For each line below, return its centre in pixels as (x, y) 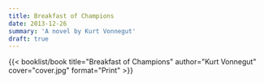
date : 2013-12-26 (38, 24)
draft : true (28, 39)
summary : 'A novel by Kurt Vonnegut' (72, 31)
